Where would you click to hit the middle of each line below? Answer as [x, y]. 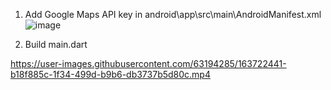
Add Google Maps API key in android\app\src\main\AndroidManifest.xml [173, 14]
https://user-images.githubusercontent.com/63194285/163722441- [148, 63]
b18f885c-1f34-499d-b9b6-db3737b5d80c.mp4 [110, 74]
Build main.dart [56, 44]
